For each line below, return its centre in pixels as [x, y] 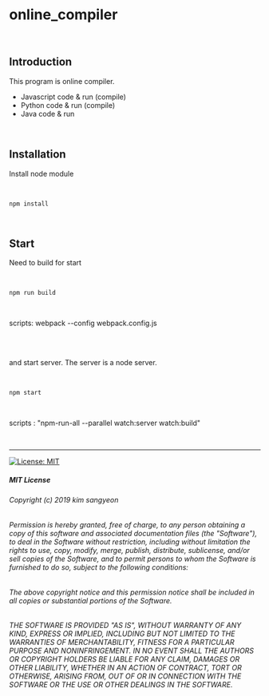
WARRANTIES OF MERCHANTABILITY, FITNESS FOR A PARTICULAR [122, 642]
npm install [29, 204]
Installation [38, 155]
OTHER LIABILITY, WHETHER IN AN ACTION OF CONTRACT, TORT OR [126, 668]
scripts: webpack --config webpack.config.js [83, 323]
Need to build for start [45, 263]
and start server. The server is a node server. [83, 363]
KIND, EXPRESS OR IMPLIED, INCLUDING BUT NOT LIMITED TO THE [122, 634]
